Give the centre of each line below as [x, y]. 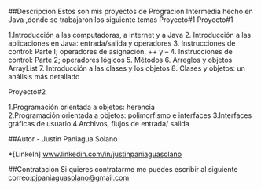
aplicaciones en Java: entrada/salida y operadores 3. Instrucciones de [122, 43]
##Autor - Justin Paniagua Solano [63, 139]
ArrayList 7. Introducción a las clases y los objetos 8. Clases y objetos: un [127, 68]
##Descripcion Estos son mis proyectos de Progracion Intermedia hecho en [130, 11]
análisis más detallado [44, 77]
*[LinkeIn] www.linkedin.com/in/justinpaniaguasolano [95, 154]
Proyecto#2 [27, 92]
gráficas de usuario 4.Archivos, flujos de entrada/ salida [99, 124]
